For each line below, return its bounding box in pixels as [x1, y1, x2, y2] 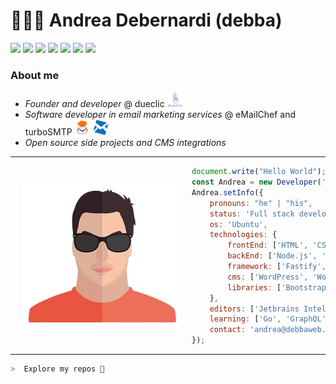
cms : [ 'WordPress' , [227, 272, 309, 282]
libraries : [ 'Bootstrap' [227, 282, 331, 293]
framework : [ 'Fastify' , [227, 262, 327, 272]
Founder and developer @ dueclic [24, 98, 165, 110]
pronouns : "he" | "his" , [209, 198, 313, 208]
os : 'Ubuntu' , [209, 219, 268, 229]
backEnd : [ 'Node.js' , [227, 251, 318, 261]
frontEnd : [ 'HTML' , [227, 240, 309, 251]
